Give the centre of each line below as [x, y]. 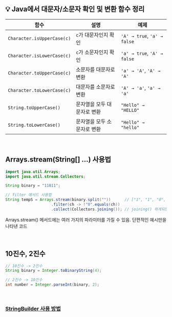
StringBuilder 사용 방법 [33, 308]
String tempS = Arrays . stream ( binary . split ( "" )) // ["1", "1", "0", [86, 200]
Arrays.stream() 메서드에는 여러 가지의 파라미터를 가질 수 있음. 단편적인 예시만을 [86, 220]
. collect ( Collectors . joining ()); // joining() [102, 209]
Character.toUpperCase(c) [39, 73]
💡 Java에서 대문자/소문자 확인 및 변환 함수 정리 [75, 9]
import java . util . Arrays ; [33, 172]
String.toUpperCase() [34, 107]
